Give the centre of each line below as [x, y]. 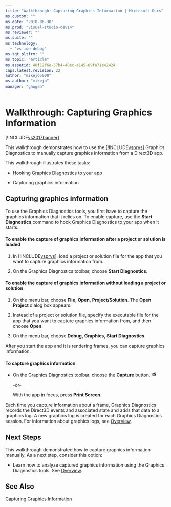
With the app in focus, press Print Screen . [57, 395]
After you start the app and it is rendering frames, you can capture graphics [85, 346]
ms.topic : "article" [27, 59]
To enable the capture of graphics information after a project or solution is [85, 239]
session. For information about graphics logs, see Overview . [69, 421]
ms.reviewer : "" [23, 33]
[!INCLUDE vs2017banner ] [33, 137]
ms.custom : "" [20, 16]
